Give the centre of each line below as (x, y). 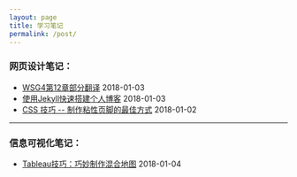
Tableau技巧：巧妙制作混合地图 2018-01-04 (102, 164)
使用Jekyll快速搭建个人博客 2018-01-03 (94, 98)
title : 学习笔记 (36, 26)
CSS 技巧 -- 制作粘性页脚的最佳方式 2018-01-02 (109, 109)
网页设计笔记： (41, 66)
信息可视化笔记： (46, 142)
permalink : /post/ (43, 34)
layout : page (33, 17)
